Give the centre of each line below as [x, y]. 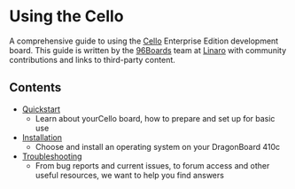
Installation [42, 137]
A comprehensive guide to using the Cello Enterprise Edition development [144, 41]
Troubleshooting [52, 156]
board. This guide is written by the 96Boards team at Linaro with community [148, 50]
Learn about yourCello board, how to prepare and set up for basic [155, 118]
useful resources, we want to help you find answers [129, 175]
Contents [35, 87]
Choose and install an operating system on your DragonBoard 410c [158, 146]
